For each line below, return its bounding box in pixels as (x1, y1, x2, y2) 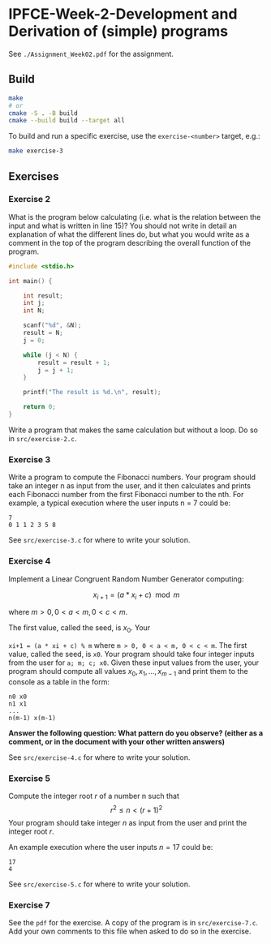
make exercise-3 (8, 147, 63, 155)
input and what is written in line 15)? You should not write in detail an (8, 221, 238, 230)
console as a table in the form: (8, 676, 110, 686)
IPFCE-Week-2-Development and (8, 5, 238, 24)
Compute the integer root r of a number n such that (8, 792, 180, 801)
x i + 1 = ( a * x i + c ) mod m (92, 590, 180, 601)
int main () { (8, 277, 53, 285)
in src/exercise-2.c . (8, 433, 77, 443)
